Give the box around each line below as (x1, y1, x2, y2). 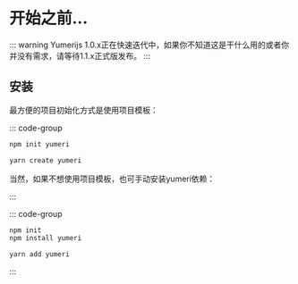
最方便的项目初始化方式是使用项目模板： (9, 104, 158, 115)
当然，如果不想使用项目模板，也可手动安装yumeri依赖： (9, 173, 216, 184)
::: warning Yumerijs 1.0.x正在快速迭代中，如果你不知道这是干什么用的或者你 (9, 39, 289, 50)
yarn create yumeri (9, 155, 82, 165)
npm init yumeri (9, 139, 70, 148)
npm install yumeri (9, 234, 82, 243)
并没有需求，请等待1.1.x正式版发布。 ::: (9, 50, 150, 61)
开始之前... (9, 8, 89, 29)
